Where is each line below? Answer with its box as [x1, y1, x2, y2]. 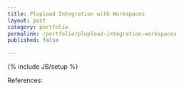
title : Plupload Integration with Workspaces [7, 10, 145, 18]
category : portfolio [7, 23, 69, 30]
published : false [7, 37, 59, 44]
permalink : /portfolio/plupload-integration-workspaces [7, 30, 177, 38]
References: [7, 76, 43, 85]
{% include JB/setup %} [7, 62, 78, 71]
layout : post [7, 17, 46, 24]
